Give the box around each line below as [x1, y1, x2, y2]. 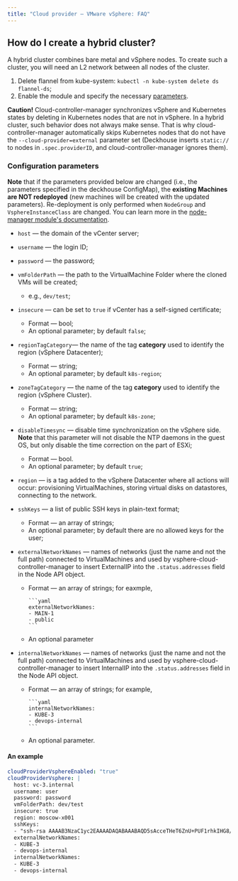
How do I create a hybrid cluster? [7, 37, 156, 49]
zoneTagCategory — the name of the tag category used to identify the [17, 383, 220, 391]
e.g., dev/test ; [28, 291, 71, 300]
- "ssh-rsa [13, 827, 46, 835]
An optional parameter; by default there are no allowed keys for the [28, 526, 225, 534]
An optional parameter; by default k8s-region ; [28, 369, 162, 377]
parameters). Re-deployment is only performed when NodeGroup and [7, 200, 206, 208]
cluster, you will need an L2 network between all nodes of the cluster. [7, 63, 210, 72]
